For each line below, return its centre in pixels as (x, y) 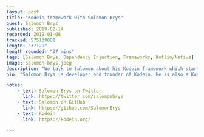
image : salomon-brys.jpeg (39, 63)
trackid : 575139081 (31, 40)
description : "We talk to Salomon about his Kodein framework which (95, 68)
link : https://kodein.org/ (56, 119)
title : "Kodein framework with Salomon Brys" (65, 18)
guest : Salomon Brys (32, 23)
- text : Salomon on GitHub (51, 102)
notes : (15, 85)
